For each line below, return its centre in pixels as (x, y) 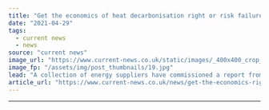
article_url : (30, 82)
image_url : (26, 61)
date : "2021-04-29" (41, 23)
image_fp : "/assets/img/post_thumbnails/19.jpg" (91, 68)
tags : (17, 30)
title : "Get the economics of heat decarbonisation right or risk (121, 16)
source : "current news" (48, 53)
